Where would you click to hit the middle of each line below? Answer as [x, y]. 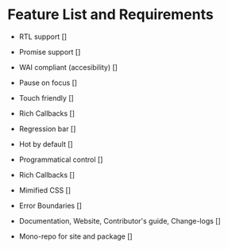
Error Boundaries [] [50, 205]
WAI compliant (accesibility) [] [68, 67]
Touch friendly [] [46, 98]
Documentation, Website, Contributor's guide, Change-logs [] [120, 220]
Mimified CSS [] [45, 190]
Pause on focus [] [48, 82]
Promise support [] [50, 52]
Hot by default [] [46, 144]
